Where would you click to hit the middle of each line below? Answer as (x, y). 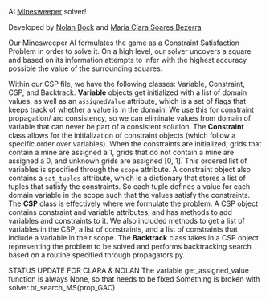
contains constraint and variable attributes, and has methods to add (121, 212)
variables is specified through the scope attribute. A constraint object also (130, 169)
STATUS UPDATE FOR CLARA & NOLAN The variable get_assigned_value (129, 270)
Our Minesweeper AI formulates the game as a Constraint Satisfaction (124, 43)
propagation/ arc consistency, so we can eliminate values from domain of (130, 118)
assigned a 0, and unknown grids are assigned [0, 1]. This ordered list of (128, 161)
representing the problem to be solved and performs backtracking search (130, 246)
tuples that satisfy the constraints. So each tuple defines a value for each (129, 187)
